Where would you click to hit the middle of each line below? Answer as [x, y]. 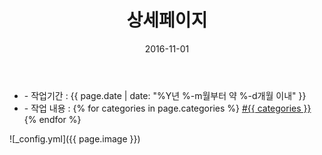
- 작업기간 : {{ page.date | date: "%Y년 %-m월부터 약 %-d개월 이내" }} [165, 95]
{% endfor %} [52, 119]
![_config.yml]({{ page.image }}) [75, 138]
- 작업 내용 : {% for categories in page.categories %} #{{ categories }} [167, 108]
